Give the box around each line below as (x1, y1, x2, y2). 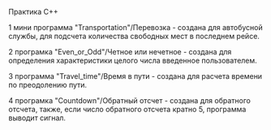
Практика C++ (8, 7, 58, 16)
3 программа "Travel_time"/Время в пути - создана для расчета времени (8, 71, 262, 80)
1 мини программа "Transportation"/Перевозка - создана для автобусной (8, 23, 264, 32)
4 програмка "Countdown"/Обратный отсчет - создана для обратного (8, 96, 252, 105)
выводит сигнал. (8, 113, 67, 123)
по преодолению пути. (8, 80, 88, 89)
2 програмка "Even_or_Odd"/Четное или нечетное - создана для (8, 47, 232, 56)
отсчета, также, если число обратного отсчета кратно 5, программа (8, 105, 247, 114)
